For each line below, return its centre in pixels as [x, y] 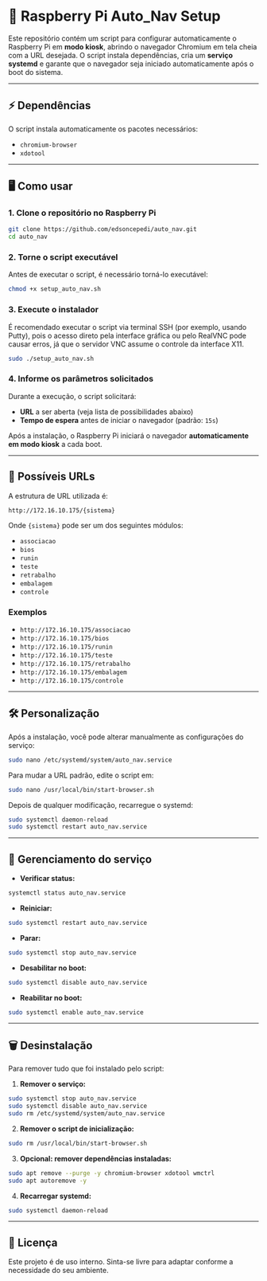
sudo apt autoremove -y [48, 1181]
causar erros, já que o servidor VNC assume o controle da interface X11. [126, 344]
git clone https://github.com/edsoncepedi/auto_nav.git [103, 229]
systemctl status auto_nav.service [67, 893]
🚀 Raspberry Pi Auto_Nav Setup [114, 16]
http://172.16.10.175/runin [66, 647]
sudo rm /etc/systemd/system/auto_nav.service [87, 1114]
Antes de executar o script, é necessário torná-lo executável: [108, 275]
